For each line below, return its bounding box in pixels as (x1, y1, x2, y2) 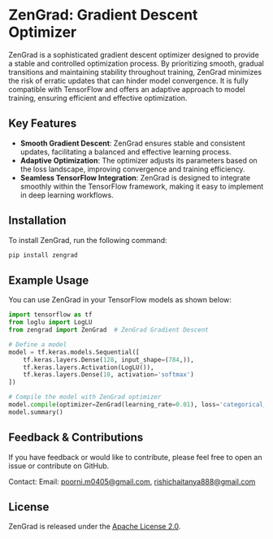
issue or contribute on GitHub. (8, 461, 110, 471)
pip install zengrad (8, 250, 79, 259)
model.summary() (8, 408, 63, 416)
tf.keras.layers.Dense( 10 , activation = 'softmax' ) (23, 371, 195, 379)
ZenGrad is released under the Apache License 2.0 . (8, 522, 181, 532)
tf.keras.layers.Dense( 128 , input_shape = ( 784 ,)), (23, 355, 195, 363)
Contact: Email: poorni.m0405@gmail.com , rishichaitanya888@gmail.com (8, 476, 256, 486)
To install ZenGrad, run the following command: (8, 235, 168, 245)
